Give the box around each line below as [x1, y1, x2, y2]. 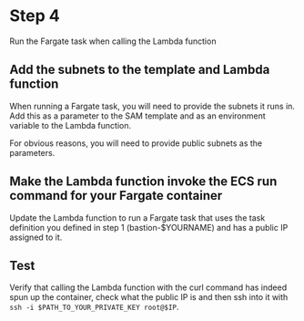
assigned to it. [9, 232, 63, 243]
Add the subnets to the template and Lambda [9, 62, 270, 78]
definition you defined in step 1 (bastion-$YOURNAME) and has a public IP [9, 222, 289, 233]
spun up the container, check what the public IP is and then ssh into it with [9, 292, 289, 303]
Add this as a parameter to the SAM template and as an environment [9, 110, 266, 121]
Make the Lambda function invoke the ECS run [9, 174, 278, 190]
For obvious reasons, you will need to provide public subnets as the [9, 138, 262, 149]
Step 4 [9, 5, 61, 26]
